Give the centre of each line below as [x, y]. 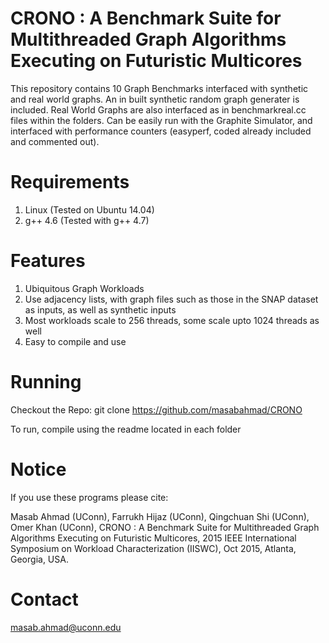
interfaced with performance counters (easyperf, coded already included [161, 131]
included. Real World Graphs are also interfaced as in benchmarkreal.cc [158, 109]
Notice [38, 469]
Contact [44, 599]
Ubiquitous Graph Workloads [84, 288]
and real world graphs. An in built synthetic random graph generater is [155, 99]
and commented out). [55, 141]
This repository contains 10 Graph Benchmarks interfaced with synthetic [159, 88]
